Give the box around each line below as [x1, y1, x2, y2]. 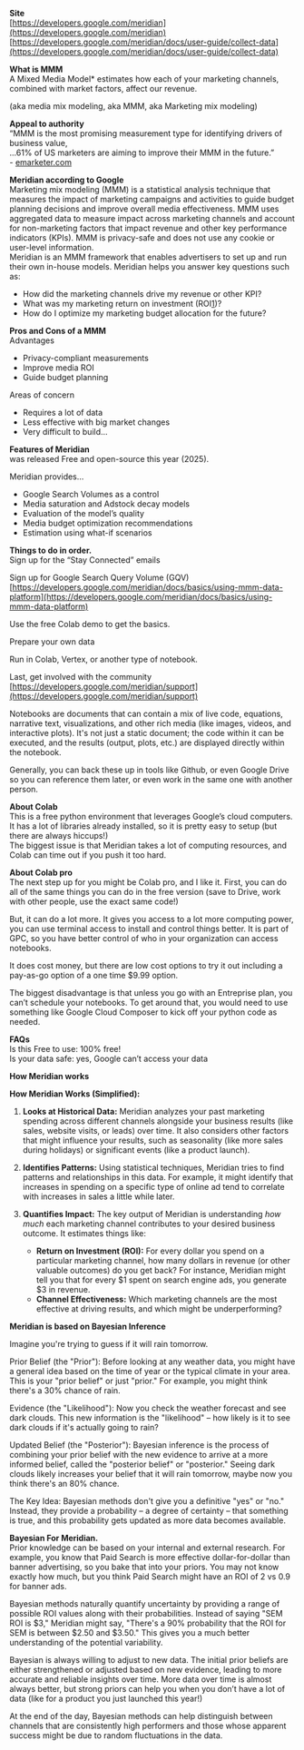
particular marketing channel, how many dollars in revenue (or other [35, 1255, 290, 1265]
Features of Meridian [9, 444, 90, 455]
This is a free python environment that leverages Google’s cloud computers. [9, 811, 293, 821]
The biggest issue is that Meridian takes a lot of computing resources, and [9, 840, 288, 850]
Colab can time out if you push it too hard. [9, 850, 167, 860]
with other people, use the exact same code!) [9, 896, 179, 907]
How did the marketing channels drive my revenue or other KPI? [22, 289, 262, 299]
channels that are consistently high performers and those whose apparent [9, 1720, 287, 1731]
